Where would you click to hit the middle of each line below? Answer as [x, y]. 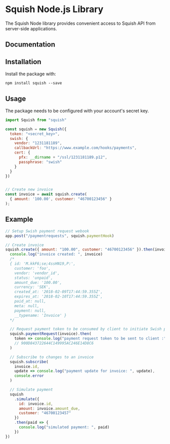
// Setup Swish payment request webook [47, 231]
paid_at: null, [30, 302]
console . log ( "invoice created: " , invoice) [56, 254]
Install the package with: [31, 74]
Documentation [30, 45]
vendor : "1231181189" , [38, 143]
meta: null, [27, 306]
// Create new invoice [29, 190]
